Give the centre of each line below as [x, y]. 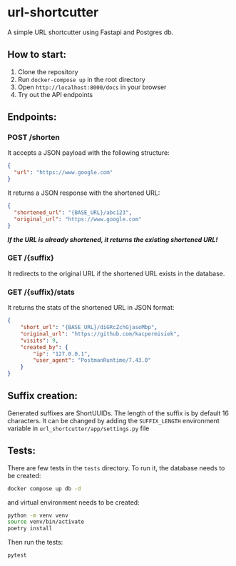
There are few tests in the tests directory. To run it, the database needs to [116, 468]
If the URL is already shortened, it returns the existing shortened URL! [113, 239]
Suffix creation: [43, 396]
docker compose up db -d [44, 489]
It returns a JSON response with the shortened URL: [84, 193]
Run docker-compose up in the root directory [82, 79]
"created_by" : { [45, 347]
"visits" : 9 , [40, 340]
